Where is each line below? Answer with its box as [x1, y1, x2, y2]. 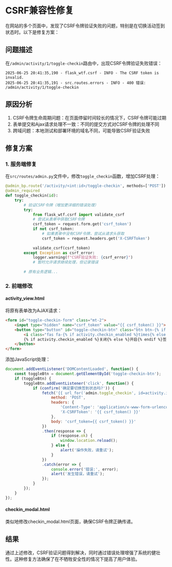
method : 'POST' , [51, 395, 86, 400]
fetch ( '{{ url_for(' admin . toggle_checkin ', [41, 390, 137, 396]
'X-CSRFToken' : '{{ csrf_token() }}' [60, 409, 141, 415]
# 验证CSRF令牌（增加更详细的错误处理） [24, 202, 99, 208]
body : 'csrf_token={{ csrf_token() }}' [51, 419, 137, 424]
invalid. [5, 75, 24, 80]
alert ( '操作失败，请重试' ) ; [60, 447, 114, 453]
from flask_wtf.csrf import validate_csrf [32, 212, 125, 217]
